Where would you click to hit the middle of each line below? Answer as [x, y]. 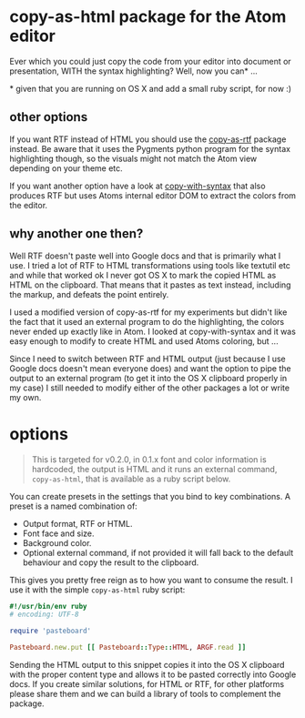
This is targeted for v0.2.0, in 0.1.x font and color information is [149, 459]
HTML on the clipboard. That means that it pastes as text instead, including [150, 285]
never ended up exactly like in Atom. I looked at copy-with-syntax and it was [152, 331]
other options [49, 117]
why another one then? [76, 234]
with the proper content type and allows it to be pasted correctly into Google [153, 674]
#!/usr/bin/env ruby [49, 606]
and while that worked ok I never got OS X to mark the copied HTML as [143, 275]
